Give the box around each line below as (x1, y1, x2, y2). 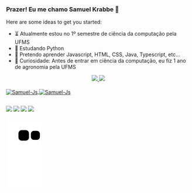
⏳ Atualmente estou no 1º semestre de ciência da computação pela (14, 30, 177, 37)
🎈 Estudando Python (14, 45, 64, 52)
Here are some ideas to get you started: (6, 19, 102, 26)
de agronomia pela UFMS (14, 64, 76, 71)
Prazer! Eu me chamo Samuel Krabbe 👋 (6, 5, 119, 13)
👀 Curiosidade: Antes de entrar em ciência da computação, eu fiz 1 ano (14, 57, 186, 64)
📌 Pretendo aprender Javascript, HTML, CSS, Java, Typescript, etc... (14, 51, 180, 58)
